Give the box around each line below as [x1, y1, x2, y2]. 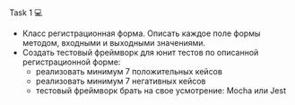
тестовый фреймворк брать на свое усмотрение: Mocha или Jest [35, 85, 287, 96]
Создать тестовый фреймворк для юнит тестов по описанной [22, 48, 259, 57]
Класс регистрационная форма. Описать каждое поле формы [22, 28, 261, 39]
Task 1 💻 [9, 7, 43, 18]
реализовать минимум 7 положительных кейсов [35, 66, 222, 76]
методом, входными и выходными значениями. [22, 38, 206, 48]
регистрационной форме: [22, 57, 121, 67]
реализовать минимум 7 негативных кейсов [35, 75, 206, 86]
